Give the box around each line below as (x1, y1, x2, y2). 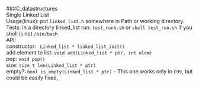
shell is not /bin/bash (6, 30, 58, 37)
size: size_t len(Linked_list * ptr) (6, 62, 97, 69)
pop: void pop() (6, 56, 46, 62)
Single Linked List (6, 11, 49, 18)
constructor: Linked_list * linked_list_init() (6, 43, 126, 50)
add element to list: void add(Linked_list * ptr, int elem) (6, 49, 153, 56)
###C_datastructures (6, 5, 58, 12)
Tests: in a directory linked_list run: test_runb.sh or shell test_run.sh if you (6, 24, 192, 31)
